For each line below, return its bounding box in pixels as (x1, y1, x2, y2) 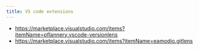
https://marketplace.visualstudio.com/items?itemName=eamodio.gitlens (14, 37, 193, 44)
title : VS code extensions (6, 8, 74, 15)
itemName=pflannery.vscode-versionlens (14, 31, 118, 38)
